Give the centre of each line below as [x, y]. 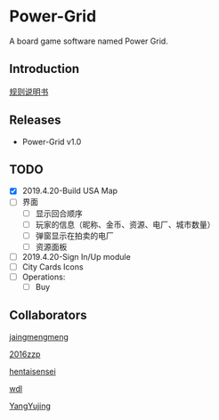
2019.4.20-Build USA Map [70, 191]
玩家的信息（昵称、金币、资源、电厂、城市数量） [125, 224]
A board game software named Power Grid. [89, 41]
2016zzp [25, 354]
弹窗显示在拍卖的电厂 [74, 235]
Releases [35, 121]
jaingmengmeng [39, 336]
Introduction [45, 69]
